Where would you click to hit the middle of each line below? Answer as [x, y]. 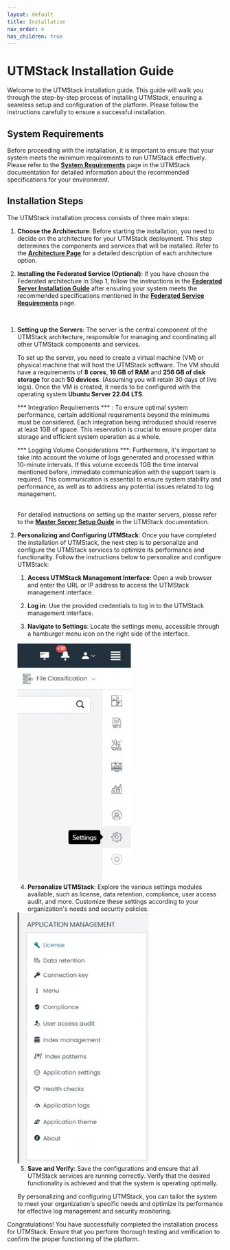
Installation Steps [45, 201]
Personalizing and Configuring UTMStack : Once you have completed [116, 535]
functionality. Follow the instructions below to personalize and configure [119, 557]
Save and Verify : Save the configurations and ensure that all [113, 1168]
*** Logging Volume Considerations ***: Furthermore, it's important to [116, 450]
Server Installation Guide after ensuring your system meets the [107, 288]
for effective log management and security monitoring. [94, 1211]
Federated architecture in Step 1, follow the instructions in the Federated [119, 281]
